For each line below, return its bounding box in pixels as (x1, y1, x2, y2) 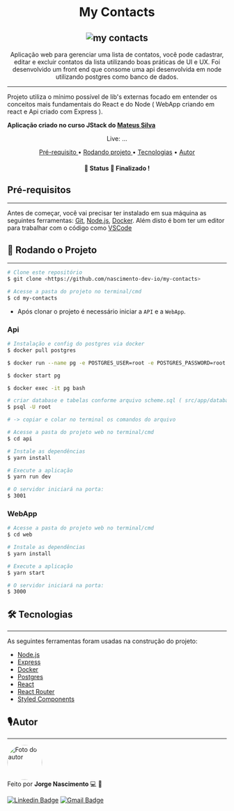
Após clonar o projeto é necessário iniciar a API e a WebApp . (17, 307, 186, 316)
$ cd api (7, 435, 33, 442)
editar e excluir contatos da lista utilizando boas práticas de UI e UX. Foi (13, 58, 221, 66)
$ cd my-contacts (7, 294, 58, 302)
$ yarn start (7, 569, 45, 576)
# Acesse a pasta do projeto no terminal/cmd (7, 288, 141, 295)
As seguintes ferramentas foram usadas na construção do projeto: (7, 637, 198, 645)
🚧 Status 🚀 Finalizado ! (84, 164, 150, 172)
